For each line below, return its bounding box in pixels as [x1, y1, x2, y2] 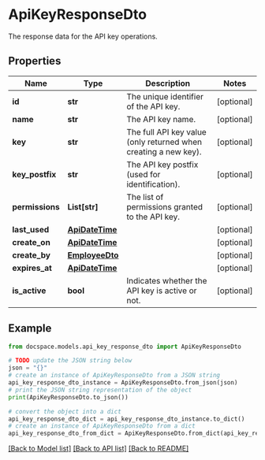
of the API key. [125, 101, 181, 112]
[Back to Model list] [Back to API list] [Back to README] [8, 443, 189, 454]
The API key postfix [125, 159, 199, 170]
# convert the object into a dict [8, 407, 122, 415]
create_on [12, 236, 51, 247]
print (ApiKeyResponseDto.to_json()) [8, 393, 129, 401]
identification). [125, 179, 181, 190]
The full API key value [125, 126, 207, 137]
